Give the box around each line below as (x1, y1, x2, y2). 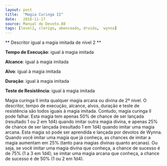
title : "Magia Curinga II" (5, 12, 64, 17)
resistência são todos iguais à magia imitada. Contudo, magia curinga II (5, 108, 152, 114)
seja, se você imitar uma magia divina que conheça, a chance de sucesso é (5, 145, 161, 151)
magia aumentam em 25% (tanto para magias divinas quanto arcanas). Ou (5, 140, 158, 146)
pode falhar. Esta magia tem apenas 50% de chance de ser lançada (5, 113, 144, 120)
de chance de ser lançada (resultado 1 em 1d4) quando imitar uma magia (5, 124, 155, 130)
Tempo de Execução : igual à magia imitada (5, 49, 94, 55)
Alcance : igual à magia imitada (5, 59, 69, 65)
